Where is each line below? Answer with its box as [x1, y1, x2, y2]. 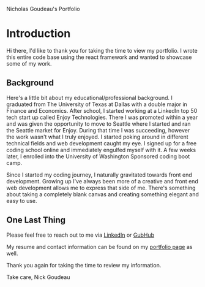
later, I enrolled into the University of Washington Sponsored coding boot [6, 153, 190, 160]
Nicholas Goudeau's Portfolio [6, 6, 81, 12]
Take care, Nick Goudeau [6, 273, 70, 281]
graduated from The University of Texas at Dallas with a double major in [6, 101, 188, 108]
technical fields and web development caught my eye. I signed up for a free [6, 139, 197, 147]
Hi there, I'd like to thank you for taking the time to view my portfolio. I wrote [6, 47, 198, 54]
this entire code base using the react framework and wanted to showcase [6, 53, 192, 61]
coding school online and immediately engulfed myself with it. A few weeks [6, 146, 196, 153]
